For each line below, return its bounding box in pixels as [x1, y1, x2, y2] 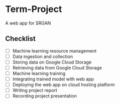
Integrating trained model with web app [12, 76, 94, 82]
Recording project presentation [12, 93, 77, 99]
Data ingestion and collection [12, 53, 73, 59]
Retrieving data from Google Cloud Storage [12, 64, 102, 70]
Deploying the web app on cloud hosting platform [12, 81, 115, 88]
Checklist [5, 34, 36, 43]
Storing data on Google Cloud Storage [12, 59, 92, 65]
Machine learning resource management [12, 47, 97, 53]
